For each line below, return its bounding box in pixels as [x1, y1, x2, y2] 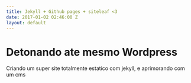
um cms [6, 71, 26, 78]
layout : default [6, 20, 46, 25]
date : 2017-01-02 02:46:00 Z [6, 14, 78, 20]
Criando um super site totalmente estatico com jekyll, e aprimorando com [6, 65, 185, 72]
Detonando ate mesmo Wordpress [6, 45, 178, 59]
